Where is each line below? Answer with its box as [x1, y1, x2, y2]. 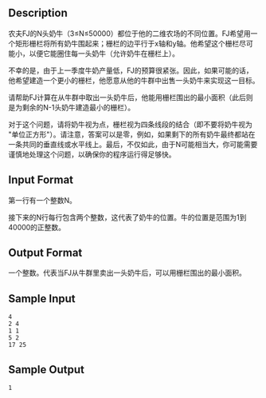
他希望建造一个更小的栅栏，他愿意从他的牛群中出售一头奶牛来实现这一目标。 [8, 75, 260, 85]
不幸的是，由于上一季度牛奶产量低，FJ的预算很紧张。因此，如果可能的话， [8, 66, 253, 75]
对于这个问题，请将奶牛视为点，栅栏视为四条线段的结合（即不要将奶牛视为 [8, 119, 252, 129]
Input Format [8, 173, 74, 187]
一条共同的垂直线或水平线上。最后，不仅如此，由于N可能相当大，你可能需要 [8, 139, 258, 149]
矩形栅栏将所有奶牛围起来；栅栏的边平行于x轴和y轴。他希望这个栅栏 [14, 38, 240, 48]
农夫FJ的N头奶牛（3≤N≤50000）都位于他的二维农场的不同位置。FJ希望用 [8, 28, 251, 38]
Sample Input [8, 292, 76, 305]
